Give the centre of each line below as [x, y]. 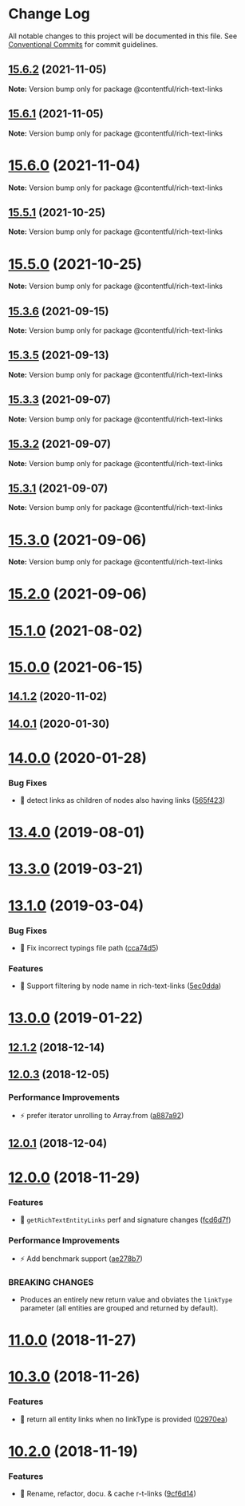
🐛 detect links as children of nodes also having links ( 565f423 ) [122, 800]
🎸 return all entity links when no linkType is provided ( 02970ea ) [124, 1419]
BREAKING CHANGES [51, 1282]
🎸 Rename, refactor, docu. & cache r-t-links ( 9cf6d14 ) [108, 1494]
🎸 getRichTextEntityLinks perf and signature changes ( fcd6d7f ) [125, 1220]
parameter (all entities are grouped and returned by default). [119, 1308]
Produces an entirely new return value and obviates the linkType [126, 1299]
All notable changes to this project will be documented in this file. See [123, 36]
